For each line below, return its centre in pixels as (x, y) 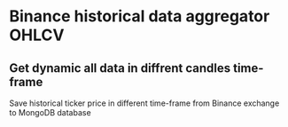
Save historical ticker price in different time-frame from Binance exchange (144, 103)
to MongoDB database (50, 112)
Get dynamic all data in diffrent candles (120, 68)
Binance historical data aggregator (140, 16)
